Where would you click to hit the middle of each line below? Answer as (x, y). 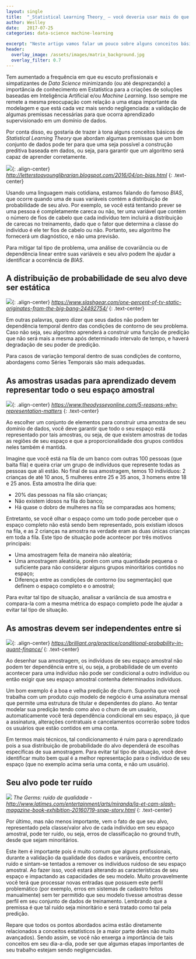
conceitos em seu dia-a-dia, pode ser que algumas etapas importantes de (95, 943)
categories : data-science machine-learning (60, 33)
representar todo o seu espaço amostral (80, 390)
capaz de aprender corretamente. (47, 156)
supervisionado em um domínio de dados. (57, 120)
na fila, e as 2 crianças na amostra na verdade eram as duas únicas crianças (98, 531)
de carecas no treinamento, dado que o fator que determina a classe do (92, 224)
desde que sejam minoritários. (42, 840)
